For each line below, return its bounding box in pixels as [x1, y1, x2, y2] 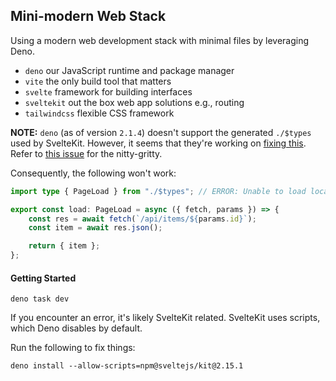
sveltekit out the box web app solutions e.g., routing [24, 96, 245, 108]
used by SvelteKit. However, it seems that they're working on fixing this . [10, 137, 307, 149]
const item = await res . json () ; [28, 223, 163, 233]
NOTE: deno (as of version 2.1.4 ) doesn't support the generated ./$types [10, 126, 312, 138]
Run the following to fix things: [10, 342, 136, 354]
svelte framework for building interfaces [24, 85, 193, 98]
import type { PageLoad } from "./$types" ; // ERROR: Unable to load [10, 186, 307, 196]
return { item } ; [28, 241, 101, 251]
